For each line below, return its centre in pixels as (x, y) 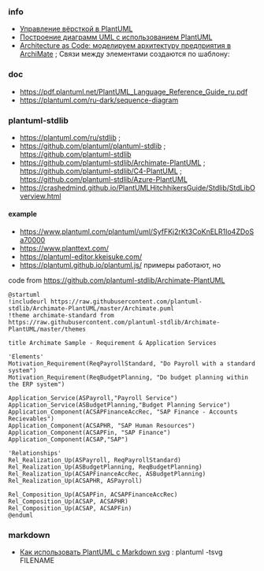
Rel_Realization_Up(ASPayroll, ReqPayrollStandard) (95, 460)
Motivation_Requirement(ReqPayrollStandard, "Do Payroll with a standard (132, 364)
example (23, 214)
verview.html (40, 196)
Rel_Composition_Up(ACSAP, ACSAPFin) (70, 509)
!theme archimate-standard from (61, 316)
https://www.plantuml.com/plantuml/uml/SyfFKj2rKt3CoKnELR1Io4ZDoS (137, 232)
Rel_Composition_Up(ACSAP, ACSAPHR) (68, 502)
